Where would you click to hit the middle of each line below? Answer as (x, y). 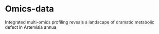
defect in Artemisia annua (31, 27)
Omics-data (30, 9)
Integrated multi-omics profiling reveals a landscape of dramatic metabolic (80, 22)
